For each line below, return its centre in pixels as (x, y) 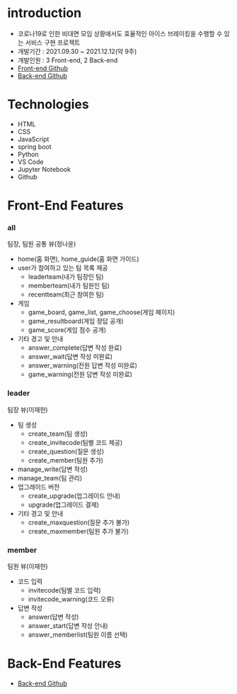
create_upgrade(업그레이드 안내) (74, 495)
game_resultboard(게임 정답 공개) (76, 321)
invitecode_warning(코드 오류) (71, 599)
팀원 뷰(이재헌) (28, 566)
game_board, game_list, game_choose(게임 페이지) (102, 312)
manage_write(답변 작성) (53, 469)
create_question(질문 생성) (66, 451)
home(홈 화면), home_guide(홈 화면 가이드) (78, 259)
